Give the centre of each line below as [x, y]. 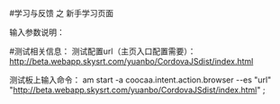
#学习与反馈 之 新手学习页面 [62, 13]
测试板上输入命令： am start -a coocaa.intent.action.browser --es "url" [140, 80]
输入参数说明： [37, 32]
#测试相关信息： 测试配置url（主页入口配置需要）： [103, 51]
